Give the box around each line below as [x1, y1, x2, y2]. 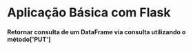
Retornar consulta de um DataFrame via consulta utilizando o [7, 27, 186, 36]
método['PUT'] [7, 35, 51, 43]
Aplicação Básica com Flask [7, 5, 171, 21]
